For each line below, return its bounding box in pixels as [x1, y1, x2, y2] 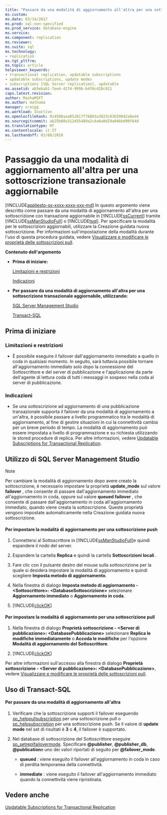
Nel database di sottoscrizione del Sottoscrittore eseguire [12, 736, 131, 742]
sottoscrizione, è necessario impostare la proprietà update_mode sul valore [5, 483, 161, 489]
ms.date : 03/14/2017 [5, 16, 48, 21]
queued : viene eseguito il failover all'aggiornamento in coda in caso [19, 756, 160, 762]
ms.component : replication [5, 35, 61, 40]
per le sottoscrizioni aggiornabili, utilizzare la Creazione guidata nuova [5, 223, 149, 229]
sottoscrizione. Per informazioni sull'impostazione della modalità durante [5, 229, 154, 235]
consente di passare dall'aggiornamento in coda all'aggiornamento [5, 499, 142, 505]
